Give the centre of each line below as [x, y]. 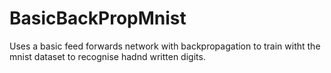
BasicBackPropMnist [98, 18]
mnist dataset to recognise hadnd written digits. [107, 56]
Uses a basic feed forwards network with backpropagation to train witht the [165, 46]
